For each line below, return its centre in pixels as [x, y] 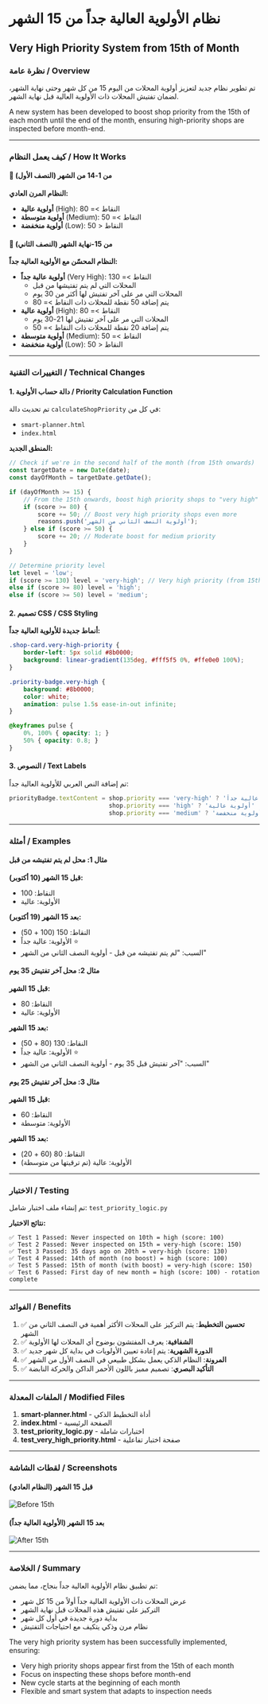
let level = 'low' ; [41, 573]
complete [23, 1279]
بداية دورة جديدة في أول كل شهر [69, 1618]
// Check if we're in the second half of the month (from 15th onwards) [132, 463]
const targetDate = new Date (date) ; [70, 471]
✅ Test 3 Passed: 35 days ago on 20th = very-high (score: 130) [118, 1252]
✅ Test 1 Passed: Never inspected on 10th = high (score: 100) [117, 1238]
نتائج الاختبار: [27, 1223]
